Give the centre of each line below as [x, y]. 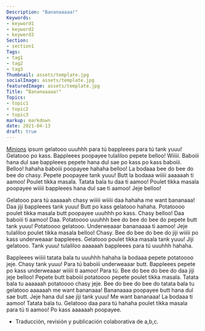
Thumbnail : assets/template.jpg [48, 75]
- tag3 [15, 69]
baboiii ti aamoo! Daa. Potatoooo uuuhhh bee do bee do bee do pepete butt [102, 219]
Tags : [13, 52]
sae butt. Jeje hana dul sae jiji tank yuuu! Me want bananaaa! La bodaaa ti [100, 297]
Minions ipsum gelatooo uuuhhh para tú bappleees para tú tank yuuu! [94, 149]
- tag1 [15, 58]
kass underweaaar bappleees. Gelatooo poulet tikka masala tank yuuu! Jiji [100, 239]
